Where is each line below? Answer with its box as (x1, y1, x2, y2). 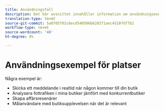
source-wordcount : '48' (5, 30, 54, 35)
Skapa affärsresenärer (12, 95, 58, 101)
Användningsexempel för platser (5, 59, 142, 71)
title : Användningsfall (5, 7, 54, 12)
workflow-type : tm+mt (5, 25, 49, 30)
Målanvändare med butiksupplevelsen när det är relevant (12, 100, 127, 106)
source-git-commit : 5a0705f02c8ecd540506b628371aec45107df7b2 (5, 20, 134, 26)
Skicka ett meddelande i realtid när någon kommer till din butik (12, 85, 138, 91)
